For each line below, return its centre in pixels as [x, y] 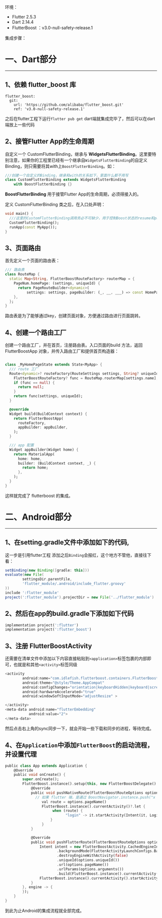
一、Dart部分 [31, 59]
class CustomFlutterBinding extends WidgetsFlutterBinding [66, 180]
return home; [35, 468]
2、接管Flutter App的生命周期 [50, 141]
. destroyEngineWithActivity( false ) [93, 856]
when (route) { [67, 811]
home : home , [30, 459]
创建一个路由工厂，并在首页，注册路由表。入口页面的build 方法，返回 [74, 345]
